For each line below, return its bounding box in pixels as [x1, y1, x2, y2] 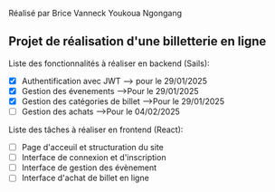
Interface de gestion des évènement [21, 162, 157, 173]
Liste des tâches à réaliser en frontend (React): [8, 124, 184, 135]
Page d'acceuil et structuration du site [21, 142, 164, 153]
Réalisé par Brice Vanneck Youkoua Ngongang [8, 8, 183, 18]
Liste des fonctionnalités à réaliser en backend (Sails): [8, 58, 210, 69]
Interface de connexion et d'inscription [21, 152, 166, 163]
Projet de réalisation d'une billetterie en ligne [8, 34, 267, 49]
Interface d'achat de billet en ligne [21, 172, 150, 184]
